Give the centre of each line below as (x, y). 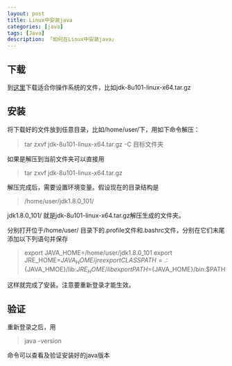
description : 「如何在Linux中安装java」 (62, 40)
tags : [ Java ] (26, 33)
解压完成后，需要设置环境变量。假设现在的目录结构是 (83, 187)
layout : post (26, 14)
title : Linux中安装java (40, 20)
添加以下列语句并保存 (37, 239)
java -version (43, 341)
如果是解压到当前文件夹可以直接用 (56, 159)
